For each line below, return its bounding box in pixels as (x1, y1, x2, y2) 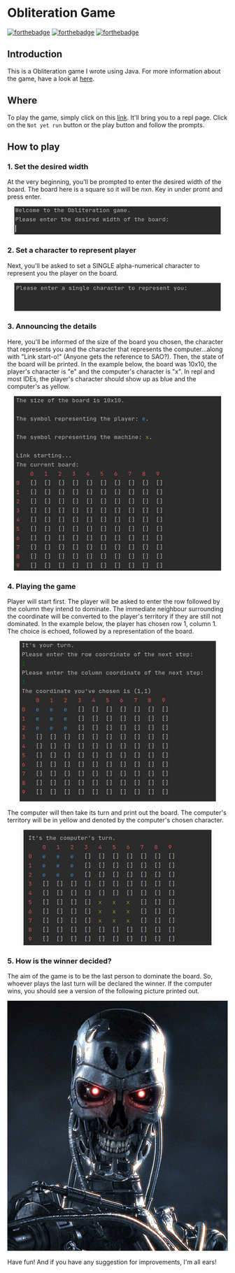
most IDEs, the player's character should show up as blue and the (7, 374, 197, 383)
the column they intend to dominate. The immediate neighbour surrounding (7, 605, 224, 613)
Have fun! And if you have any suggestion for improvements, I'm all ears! (7, 1258, 217, 1266)
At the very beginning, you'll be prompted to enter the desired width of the (7, 178, 222, 186)
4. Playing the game (7, 581, 76, 591)
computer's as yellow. (7, 382, 71, 390)
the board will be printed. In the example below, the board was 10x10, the (7, 360, 218, 368)
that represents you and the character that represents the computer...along (7, 345, 223, 353)
